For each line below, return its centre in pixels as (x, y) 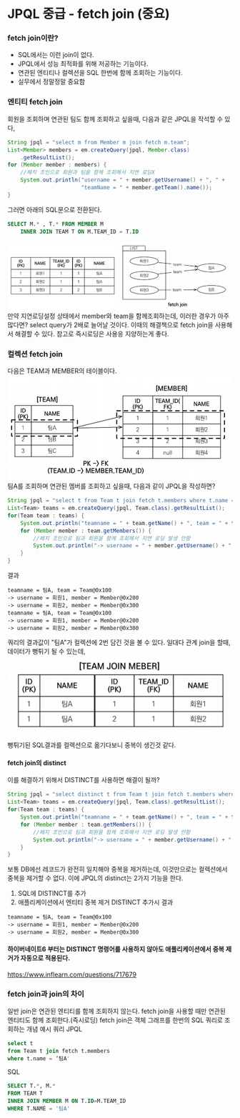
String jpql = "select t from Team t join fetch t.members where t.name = (121, 501)
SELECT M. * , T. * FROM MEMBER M (55, 224)
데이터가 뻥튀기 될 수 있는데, (46, 651)
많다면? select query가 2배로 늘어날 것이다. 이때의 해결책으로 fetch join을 (110, 324)
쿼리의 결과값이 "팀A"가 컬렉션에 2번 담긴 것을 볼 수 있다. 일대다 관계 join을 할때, (119, 642)
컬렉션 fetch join (35, 354)
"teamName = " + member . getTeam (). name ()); (147, 188)
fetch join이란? (33, 38)
